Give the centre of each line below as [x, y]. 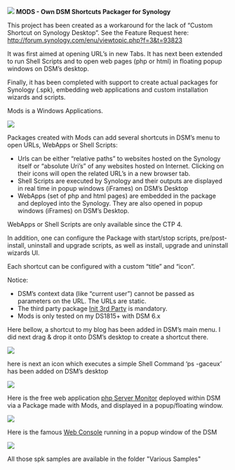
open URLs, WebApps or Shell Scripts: [62, 145]
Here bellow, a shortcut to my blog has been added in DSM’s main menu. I [114, 329]
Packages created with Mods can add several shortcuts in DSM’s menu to [114, 137]
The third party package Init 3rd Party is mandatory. [92, 308]
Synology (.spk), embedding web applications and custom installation [108, 90]
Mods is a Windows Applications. [55, 111]
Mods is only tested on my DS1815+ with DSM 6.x [89, 316]
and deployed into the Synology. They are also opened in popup [110, 203]
